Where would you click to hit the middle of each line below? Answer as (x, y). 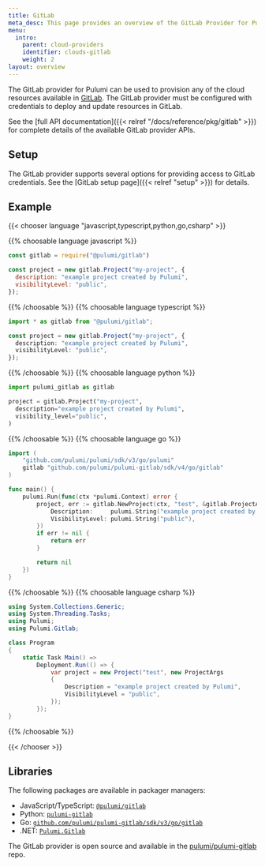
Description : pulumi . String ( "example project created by (153, 511)
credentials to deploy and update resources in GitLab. (95, 106)
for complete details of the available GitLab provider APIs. (102, 129)
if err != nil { (63, 534)
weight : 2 (39, 60)
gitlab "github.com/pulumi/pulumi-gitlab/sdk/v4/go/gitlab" (123, 468)
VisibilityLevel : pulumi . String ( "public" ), (123, 519)
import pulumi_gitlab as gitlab (61, 388)
